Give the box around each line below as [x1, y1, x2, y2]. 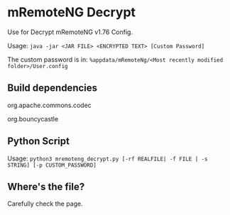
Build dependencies [7, 82, 98, 94]
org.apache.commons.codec [7, 101, 92, 109]
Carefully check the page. [7, 199, 83, 208]
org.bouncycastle [7, 114, 59, 123]
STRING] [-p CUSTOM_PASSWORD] [7, 161, 97, 169]
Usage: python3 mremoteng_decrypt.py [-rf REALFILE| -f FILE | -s [7, 154, 208, 162]
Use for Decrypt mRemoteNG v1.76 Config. [7, 28, 133, 36]
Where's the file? [7, 180, 85, 192]
